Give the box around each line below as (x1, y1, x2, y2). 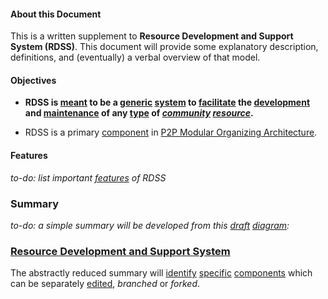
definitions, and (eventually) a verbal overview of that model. (10, 51, 261, 64)
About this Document (10, 8, 102, 20)
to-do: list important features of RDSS (10, 171, 167, 184)
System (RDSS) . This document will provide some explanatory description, (10, 41, 319, 53)
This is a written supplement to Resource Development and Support (10, 30, 294, 42)
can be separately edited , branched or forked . (10, 278, 201, 290)
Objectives (10, 74, 57, 86)
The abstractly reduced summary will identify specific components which (10, 267, 313, 279)
